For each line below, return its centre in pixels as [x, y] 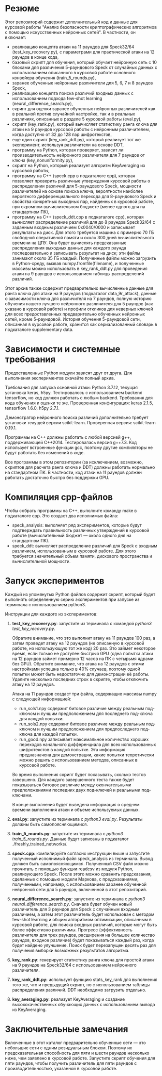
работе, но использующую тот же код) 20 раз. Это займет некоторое [84, 648]
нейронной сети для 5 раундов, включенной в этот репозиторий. [80, 889]
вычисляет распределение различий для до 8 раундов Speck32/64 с [84, 222]
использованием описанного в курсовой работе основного [74, 72]
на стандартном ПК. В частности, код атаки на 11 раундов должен [73, 472]
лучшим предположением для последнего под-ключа [97, 713]
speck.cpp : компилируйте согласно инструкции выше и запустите [81, 853]
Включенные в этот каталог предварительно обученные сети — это [75, 1043]
